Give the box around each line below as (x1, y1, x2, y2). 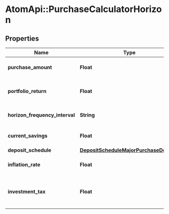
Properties (5, 34, 39, 43)
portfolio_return (8, 88, 47, 94)
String (79, 112, 95, 119)
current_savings (8, 132, 48, 139)
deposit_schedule (8, 147, 52, 154)
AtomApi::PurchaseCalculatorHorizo (5, 4, 162, 15)
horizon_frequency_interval (8, 112, 75, 119)
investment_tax (8, 188, 46, 195)
